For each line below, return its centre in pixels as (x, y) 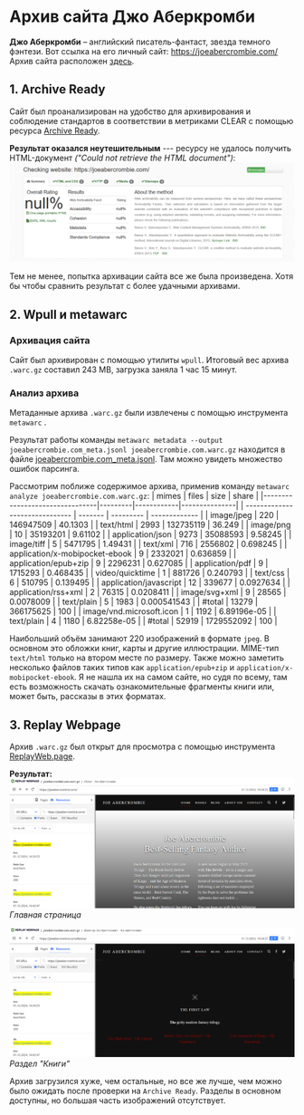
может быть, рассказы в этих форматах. (88, 697)
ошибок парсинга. (44, 469)
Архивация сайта (50, 340)
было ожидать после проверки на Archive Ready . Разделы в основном (145, 1091)
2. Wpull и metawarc (69, 314)
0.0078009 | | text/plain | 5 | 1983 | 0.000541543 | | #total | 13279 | (133, 602)
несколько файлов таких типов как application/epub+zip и (122, 668)
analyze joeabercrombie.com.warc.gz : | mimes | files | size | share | (134, 496)
